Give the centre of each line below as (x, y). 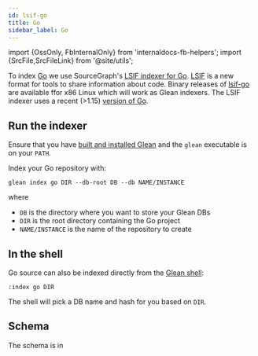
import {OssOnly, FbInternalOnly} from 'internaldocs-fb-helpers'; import (125, 53)
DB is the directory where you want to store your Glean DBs (115, 212)
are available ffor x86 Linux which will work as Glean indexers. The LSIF (124, 93)
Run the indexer (48, 125)
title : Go (24, 23)
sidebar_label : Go (38, 30)
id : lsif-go (28, 15)
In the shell (35, 253)
